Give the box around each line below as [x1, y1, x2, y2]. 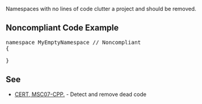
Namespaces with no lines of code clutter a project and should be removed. [5, 5, 197, 12]
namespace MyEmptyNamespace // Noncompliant [5, 39, 142, 46]
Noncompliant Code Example [5, 23, 119, 33]
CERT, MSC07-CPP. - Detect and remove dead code [14, 91, 147, 98]
